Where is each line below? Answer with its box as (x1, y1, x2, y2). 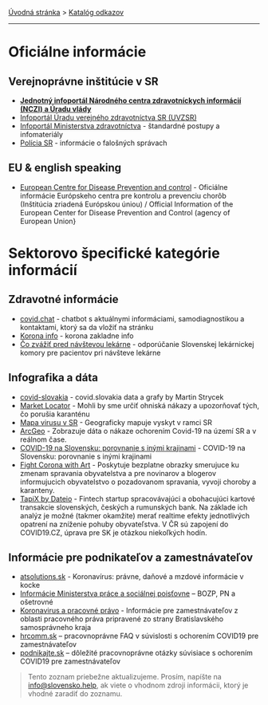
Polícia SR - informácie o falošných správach (19, 138, 167, 148)
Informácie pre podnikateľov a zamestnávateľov (8, 551, 254, 565)
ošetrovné (19, 597, 53, 607)
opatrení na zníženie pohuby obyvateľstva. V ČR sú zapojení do (19, 519, 229, 529)
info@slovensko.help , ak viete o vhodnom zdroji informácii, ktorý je (27, 680, 249, 690)
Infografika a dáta (8, 371, 98, 384)
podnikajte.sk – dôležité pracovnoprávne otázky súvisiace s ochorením (19, 648, 253, 658)
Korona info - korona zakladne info (19, 331, 134, 341)
